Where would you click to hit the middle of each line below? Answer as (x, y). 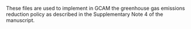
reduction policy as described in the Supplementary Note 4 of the (85, 14)
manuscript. (20, 20)
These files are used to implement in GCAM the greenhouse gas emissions (95, 8)
